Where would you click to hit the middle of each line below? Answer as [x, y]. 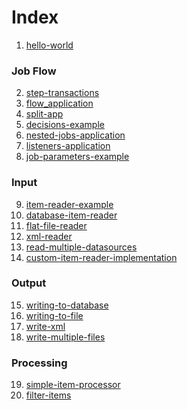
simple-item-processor [73, 385]
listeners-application [68, 146]
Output [29, 283]
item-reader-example [69, 204]
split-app [44, 114]
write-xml [45, 326]
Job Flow [34, 71]
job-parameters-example [77, 157]
